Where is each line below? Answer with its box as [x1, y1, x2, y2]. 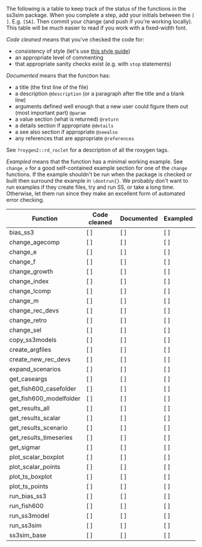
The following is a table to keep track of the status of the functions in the [6, 5, 186, 12]
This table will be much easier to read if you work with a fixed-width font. [6, 24, 188, 31]
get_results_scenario [9, 424, 68, 432]
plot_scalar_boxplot [9, 453, 64, 461]
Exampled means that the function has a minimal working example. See [6, 158, 183, 165]
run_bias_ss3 [9, 492, 47, 500]
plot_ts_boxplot [9, 472, 52, 480]
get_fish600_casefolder [9, 385, 76, 393]
